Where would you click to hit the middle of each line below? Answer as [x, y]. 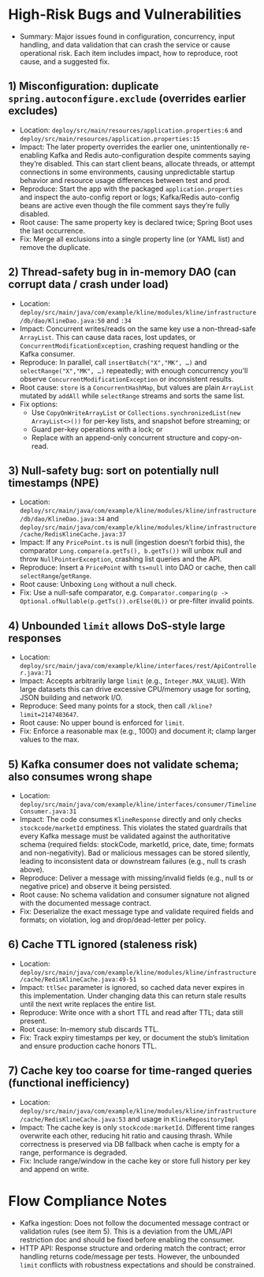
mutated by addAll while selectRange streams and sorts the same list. [132, 395]
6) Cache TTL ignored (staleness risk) [103, 945]
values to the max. [50, 740]
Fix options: [39, 404]
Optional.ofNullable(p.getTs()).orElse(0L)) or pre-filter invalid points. [137, 601]
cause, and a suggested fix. [65, 62]
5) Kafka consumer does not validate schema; [123, 764]
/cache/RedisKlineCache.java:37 [73, 535]
